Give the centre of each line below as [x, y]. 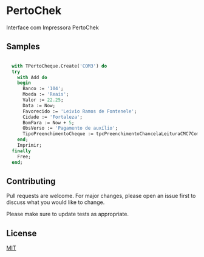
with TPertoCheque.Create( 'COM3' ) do [59, 66]
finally [22, 151]
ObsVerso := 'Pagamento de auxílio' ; [70, 128]
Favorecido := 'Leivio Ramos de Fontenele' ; [80, 111]
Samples [23, 47]
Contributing [31, 181]
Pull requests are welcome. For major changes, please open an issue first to [101, 196]
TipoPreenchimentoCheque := [58, 134]
